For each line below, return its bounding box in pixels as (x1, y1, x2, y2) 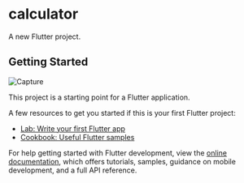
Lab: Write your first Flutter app (20, 123, 126, 134)
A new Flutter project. (8, 32, 81, 41)
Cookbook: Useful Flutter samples (20, 132, 135, 142)
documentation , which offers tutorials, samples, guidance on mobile (8, 156, 236, 166)
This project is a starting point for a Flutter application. (8, 92, 190, 102)
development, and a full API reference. (8, 165, 137, 175)
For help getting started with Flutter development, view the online (8, 147, 228, 158)
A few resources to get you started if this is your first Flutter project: (8, 108, 236, 117)
